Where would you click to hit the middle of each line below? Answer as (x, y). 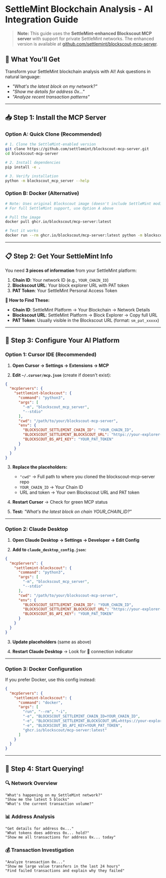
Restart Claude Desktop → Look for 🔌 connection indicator (73, 651)
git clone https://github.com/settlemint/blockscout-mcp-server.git (77, 149)
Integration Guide (42, 20)
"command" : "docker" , (41, 702)
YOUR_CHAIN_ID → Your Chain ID (51, 487)
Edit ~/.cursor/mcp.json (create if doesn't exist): (62, 375)
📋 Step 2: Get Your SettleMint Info (59, 256)
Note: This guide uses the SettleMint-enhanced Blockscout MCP (84, 33)
